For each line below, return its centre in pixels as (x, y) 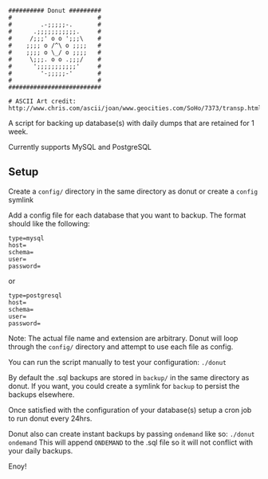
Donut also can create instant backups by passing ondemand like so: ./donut (132, 434)
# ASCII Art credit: (43, 101)
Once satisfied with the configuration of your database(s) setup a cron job (130, 410)
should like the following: (49, 223)
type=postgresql (35, 295)
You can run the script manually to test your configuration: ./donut (118, 362)
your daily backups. (41, 450)
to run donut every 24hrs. (50, 418)
